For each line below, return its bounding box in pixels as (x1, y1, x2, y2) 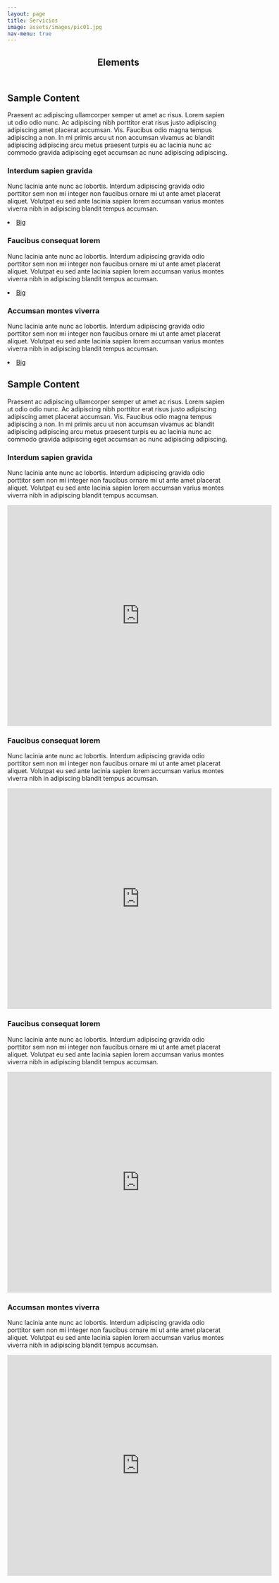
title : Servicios (7, 17, 58, 24)
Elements (97, 56, 139, 68)
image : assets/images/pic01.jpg (7, 23, 102, 30)
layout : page (7, 10, 46, 18)
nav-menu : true (7, 30, 52, 37)
